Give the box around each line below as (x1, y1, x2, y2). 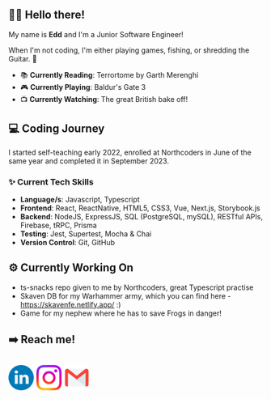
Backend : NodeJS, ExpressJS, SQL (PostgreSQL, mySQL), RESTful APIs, (19, 211, 263, 221)
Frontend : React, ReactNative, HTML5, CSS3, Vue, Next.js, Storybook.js (19, 203, 260, 213)
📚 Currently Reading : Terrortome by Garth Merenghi (19, 70, 199, 79)
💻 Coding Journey (8, 122, 105, 136)
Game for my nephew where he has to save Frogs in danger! (19, 308, 222, 318)
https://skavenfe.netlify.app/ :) (19, 299, 121, 309)
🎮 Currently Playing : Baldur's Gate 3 (19, 82, 146, 91)
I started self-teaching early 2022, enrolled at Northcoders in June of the (8, 147, 252, 157)
